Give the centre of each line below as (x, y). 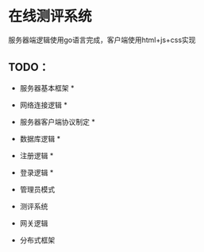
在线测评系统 (50, 16)
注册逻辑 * (37, 155)
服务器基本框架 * (47, 87)
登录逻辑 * (37, 173)
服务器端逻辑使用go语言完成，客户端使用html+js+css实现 (102, 40)
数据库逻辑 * (40, 138)
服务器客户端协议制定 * (57, 122)
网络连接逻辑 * (43, 105)
